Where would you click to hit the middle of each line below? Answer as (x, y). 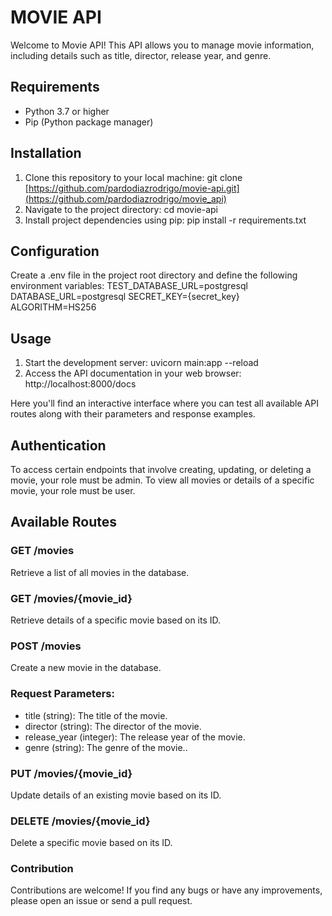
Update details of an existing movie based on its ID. (116, 795)
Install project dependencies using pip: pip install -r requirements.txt (165, 220)
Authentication (58, 445)
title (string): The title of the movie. (96, 715)
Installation (46, 153)
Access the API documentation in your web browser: (133, 373)
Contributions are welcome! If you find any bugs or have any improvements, (166, 890)
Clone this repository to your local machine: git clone (133, 177)
